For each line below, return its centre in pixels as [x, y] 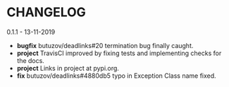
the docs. [31, 60]
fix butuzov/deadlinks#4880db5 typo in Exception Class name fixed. [116, 76]
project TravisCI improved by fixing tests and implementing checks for [119, 53]
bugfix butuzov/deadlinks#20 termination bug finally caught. [105, 45]
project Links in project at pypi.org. [68, 68]
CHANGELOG [46, 12]
